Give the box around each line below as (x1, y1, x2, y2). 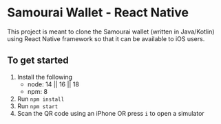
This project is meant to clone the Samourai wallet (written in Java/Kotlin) (7, 27, 215, 36)
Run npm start (17, 101, 59, 110)
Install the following (17, 73, 73, 81)
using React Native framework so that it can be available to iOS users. (7, 34, 205, 42)
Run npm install (17, 95, 65, 103)
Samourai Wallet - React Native (7, 5, 189, 21)
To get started (7, 55, 69, 66)
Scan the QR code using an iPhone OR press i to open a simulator (17, 109, 204, 117)
